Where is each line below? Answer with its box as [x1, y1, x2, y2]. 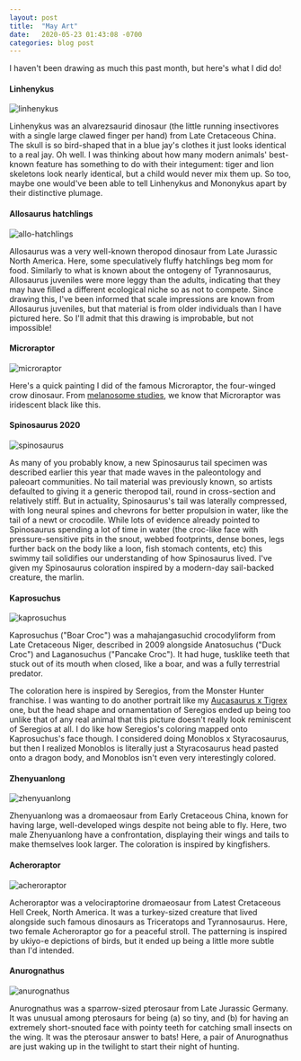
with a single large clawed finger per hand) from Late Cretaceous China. [9, 130, 277, 141]
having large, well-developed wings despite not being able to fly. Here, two [9, 820, 288, 831]
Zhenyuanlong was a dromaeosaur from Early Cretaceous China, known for [9, 810, 289, 821]
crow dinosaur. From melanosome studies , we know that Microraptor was [9, 389, 281, 400]
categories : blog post [9, 38, 94, 48]
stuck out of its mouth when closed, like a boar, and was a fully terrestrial [9, 658, 280, 670]
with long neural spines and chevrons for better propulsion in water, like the [9, 505, 289, 516]
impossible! [9, 322, 52, 333]
